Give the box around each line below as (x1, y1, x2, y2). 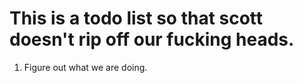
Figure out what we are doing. (23, 61, 148, 73)
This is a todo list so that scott (9, 7, 264, 30)
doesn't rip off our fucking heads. (9, 28, 295, 51)
